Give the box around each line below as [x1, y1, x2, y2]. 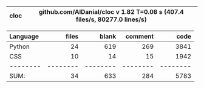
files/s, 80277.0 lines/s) [75, 15, 147, 24]
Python [9, 42, 30, 51]
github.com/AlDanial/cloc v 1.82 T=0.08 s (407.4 [38, 8, 184, 16]
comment [125, 33, 154, 40]
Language [9, 33, 39, 40]
